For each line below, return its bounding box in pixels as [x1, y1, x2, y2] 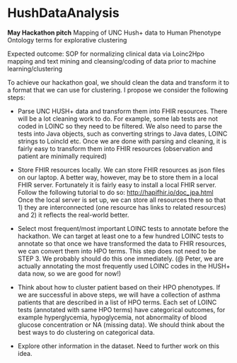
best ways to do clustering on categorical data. [17, 328, 155, 336]
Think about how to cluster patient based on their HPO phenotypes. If [17, 282, 221, 291]
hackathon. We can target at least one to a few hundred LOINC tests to [17, 232, 224, 240]
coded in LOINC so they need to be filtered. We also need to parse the [17, 121, 223, 130]
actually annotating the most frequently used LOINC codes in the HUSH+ [17, 261, 231, 270]
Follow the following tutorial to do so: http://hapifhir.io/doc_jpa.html [17, 188, 214, 196]
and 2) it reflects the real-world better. [17, 210, 129, 219]
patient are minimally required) [17, 152, 108, 160]
